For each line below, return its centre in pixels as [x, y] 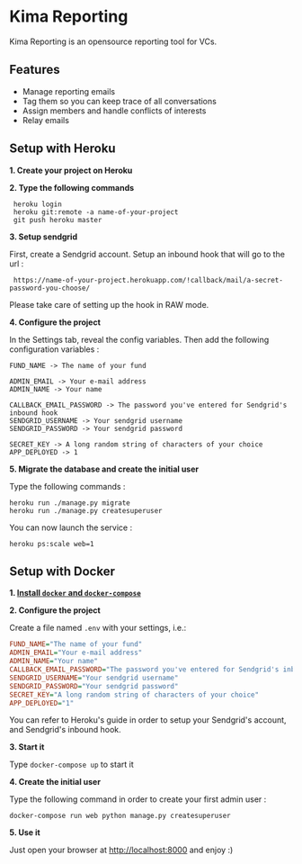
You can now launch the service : [71, 527]
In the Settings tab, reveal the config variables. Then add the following [139, 339]
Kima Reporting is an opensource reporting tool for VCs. [113, 41]
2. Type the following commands [72, 187]
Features [35, 70]
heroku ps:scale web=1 [52, 544]
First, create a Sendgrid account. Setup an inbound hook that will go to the [147, 254]
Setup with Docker [62, 571]
